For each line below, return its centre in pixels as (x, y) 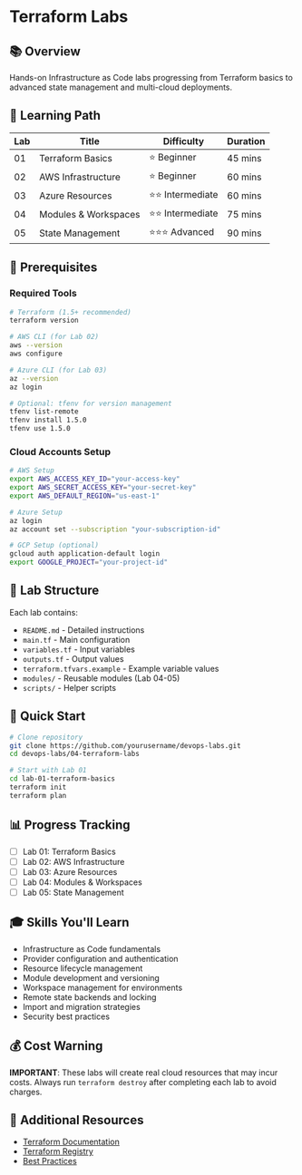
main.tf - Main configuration (76, 639)
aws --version (36, 345)
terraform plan (38, 795)
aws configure (36, 354)
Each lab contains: (44, 612)
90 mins (244, 233)
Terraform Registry (58, 1151)
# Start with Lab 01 (49, 771)
